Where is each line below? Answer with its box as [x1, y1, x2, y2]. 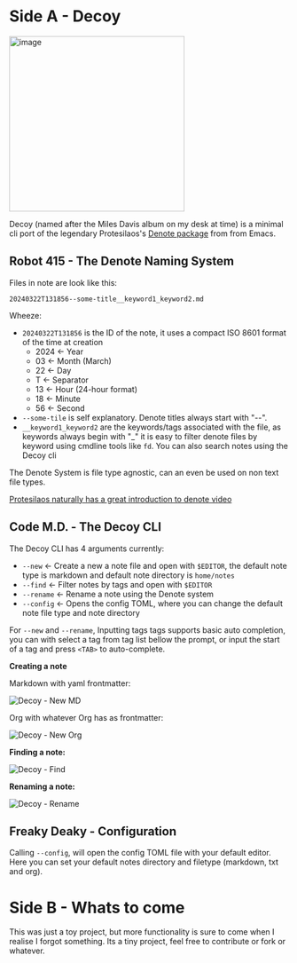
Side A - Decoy [9, 6, 121, 27]
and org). [9, 866, 43, 877]
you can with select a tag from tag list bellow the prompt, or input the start [9, 634, 281, 644]
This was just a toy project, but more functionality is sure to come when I [9, 927, 275, 937]
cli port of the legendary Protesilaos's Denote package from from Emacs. [9, 228, 277, 239]
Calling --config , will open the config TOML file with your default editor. [9, 848, 272, 858]
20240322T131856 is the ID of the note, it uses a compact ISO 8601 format [21, 327, 286, 338]
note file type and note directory [21, 607, 140, 618]
